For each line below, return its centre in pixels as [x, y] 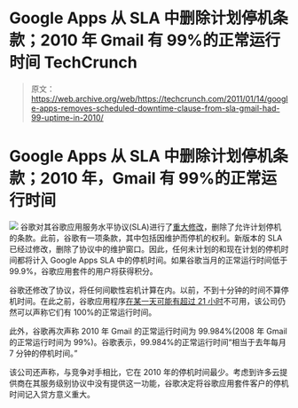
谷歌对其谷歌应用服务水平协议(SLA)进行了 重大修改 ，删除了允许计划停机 [151, 226]
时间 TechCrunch [73, 63]
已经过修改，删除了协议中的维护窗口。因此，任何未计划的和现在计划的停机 [145, 248]
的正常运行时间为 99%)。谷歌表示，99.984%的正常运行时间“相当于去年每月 [148, 341]
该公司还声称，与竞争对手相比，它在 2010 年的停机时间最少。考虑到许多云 [145, 372]
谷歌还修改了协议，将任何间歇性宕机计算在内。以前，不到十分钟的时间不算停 [149, 290]
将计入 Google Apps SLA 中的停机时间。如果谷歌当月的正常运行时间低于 [156, 260]
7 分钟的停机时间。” [43, 353]
